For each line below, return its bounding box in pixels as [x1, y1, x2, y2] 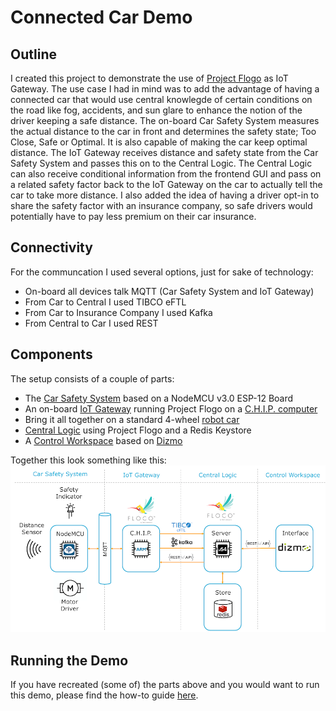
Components [10, 346, 93, 363]
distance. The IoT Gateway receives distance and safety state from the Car [10, 147, 319, 158]
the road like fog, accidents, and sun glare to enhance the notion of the [10, 104, 303, 116]
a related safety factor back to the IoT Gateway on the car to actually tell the [10, 179, 323, 190]
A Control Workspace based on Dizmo [24, 434, 183, 446]
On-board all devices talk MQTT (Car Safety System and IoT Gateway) [24, 285, 315, 297]
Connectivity [10, 239, 93, 256]
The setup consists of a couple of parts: [10, 372, 175, 385]
